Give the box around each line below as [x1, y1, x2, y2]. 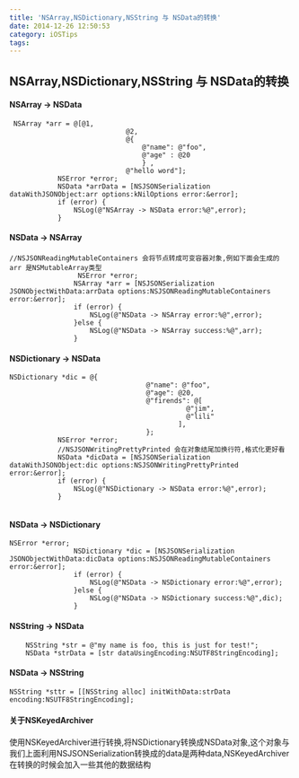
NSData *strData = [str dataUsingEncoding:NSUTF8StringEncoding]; [25, 648, 279, 658]
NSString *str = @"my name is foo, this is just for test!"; [25, 641, 259, 650]
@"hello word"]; [125, 166, 187, 175]
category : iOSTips [9, 30, 78, 39]
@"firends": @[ [145, 397, 203, 406]
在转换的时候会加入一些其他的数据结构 [9, 759, 151, 770]
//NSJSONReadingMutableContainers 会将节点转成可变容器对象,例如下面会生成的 [9, 254, 280, 263]
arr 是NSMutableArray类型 [9, 264, 102, 273]
